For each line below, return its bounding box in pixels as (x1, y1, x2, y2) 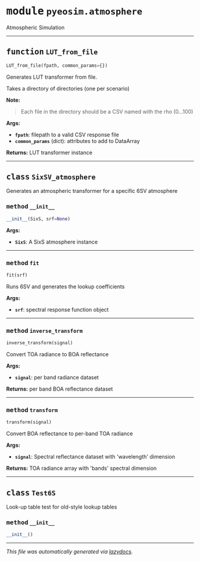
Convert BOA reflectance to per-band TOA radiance (6, 430, 133, 437)
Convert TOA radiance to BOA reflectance (6, 350, 109, 358)
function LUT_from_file (6, 47, 98, 57)
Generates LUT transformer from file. (6, 73, 98, 80)
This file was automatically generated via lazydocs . (6, 548, 133, 555)
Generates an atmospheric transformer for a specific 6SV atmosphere (6, 188, 178, 195)
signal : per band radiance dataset (14, 373, 99, 381)
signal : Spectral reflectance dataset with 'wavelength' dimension (14, 453, 176, 460)
